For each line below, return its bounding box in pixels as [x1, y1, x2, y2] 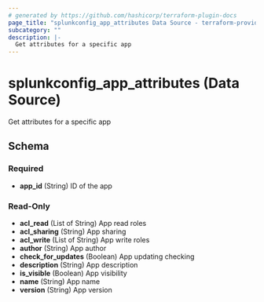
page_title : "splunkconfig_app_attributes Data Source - [8, 19, 199, 27]
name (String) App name [19, 277, 101, 286]
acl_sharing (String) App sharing [19, 227, 126, 236]
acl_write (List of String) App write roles [19, 235, 150, 245]
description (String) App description [19, 260, 138, 270]
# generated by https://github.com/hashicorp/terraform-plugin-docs [8, 11, 237, 20]
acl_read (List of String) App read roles [19, 219, 147, 228]
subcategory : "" [8, 26, 61, 34]
